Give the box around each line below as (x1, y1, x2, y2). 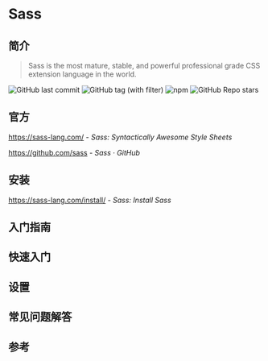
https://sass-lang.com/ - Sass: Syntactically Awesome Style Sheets (8, 132, 233, 142)
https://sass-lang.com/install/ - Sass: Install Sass (8, 195, 171, 205)
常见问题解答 (8, 310, 72, 324)
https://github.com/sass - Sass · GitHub (8, 147, 141, 157)
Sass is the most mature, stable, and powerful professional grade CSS (27, 61, 261, 70)
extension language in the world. (27, 69, 137, 79)
